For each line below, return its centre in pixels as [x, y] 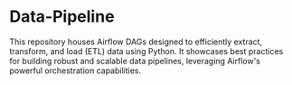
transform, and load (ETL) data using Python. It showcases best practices [146, 51]
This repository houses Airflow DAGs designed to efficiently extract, [136, 42]
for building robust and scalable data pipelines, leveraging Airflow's [135, 61]
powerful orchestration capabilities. [75, 71]
